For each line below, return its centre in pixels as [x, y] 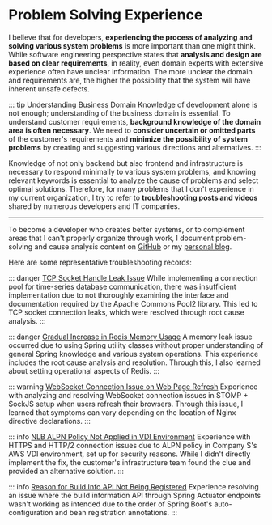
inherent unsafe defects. [49, 89]
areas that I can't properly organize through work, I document [111, 238]
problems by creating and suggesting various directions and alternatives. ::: [135, 147]
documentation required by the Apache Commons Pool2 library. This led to [133, 303]
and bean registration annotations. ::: [116, 512]
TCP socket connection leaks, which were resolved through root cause [126, 312]
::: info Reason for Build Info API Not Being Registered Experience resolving [134, 486]
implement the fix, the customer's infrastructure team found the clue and [130, 462]
